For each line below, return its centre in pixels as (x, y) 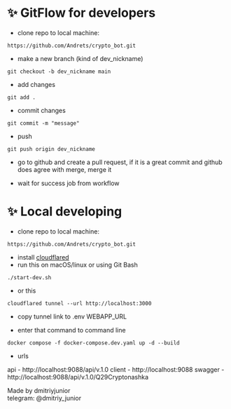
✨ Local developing (65, 212)
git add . (22, 97)
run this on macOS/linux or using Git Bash (77, 264)
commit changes (42, 110)
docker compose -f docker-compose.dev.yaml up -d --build (93, 343)
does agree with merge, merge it (64, 169)
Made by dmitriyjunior (39, 390)
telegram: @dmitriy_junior (44, 398)
